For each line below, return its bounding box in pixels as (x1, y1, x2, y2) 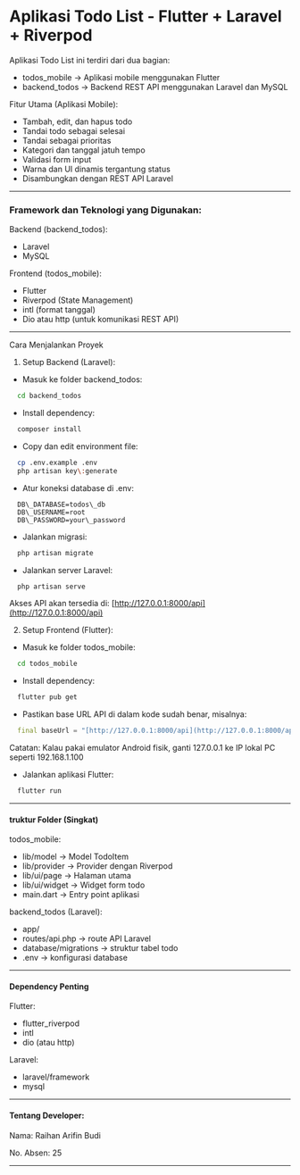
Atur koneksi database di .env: (21, 482, 134, 493)
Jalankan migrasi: (21, 531, 87, 542)
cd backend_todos (17, 391, 82, 401)
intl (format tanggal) (21, 304, 96, 315)
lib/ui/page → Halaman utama (21, 871, 132, 881)
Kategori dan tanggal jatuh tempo (21, 145, 146, 155)
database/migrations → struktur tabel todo (21, 943, 179, 954)
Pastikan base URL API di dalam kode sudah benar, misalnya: (21, 709, 247, 720)
